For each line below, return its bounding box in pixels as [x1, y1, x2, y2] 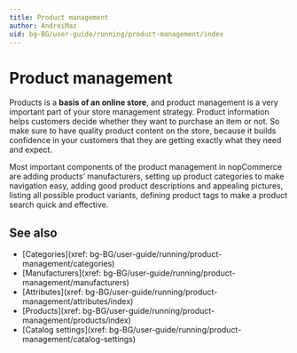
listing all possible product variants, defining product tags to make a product [9, 190, 288, 201]
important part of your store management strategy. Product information [9, 107, 270, 117]
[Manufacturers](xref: [21, 268, 102, 278]
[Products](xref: [21, 306, 82, 317]
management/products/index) [21, 315, 131, 325]
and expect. [9, 144, 53, 156]
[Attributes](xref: [21, 286, 84, 298]
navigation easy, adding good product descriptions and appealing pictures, [9, 181, 284, 191]
